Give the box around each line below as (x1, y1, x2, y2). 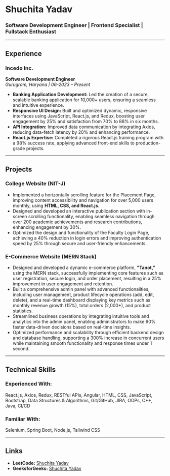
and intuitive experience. (12, 102, 64, 108)
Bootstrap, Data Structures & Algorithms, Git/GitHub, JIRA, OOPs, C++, (5, 397, 153, 403)
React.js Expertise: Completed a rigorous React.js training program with (12, 135, 164, 141)
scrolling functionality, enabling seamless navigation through (28, 213, 155, 219)
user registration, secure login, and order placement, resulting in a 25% (12, 276, 162, 282)
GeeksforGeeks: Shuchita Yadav (12, 465, 82, 471)
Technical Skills (5, 365, 56, 374)
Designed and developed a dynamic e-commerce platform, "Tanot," (12, 264, 155, 271)
